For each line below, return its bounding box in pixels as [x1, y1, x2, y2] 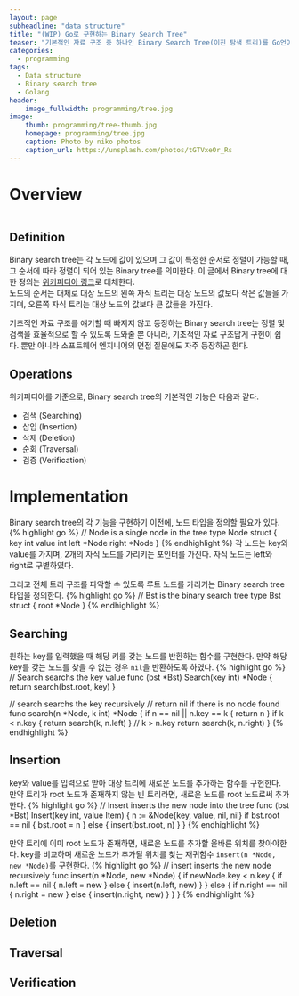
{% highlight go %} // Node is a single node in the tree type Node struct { [9, 527, 278, 538]
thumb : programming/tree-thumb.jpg [25, 121, 158, 130]
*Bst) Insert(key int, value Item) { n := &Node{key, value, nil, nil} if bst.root [9, 810, 280, 820]
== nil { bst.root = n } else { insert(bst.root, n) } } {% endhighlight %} [9, 819, 261, 829]
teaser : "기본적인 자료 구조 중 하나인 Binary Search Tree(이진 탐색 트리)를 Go [9, 37, 281, 47]
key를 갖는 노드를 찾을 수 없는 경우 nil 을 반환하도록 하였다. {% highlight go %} [9, 661, 287, 673]
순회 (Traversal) [21, 444, 79, 454]
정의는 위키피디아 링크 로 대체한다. [18, 277, 135, 288]
